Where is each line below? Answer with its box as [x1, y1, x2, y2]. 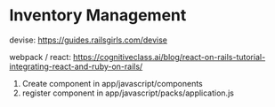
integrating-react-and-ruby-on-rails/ [9, 61, 143, 72]
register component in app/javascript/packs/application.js [21, 88, 234, 98]
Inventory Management [9, 5, 187, 26]
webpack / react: [9, 51, 71, 62]
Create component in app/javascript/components [21, 78, 203, 88]
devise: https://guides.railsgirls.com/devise [9, 34, 167, 45]
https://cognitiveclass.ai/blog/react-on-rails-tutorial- [72, 51, 266, 62]
